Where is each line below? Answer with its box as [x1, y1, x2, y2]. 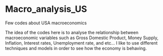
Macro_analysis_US [5, 3, 87, 15]
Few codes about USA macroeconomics [5, 20, 87, 26]
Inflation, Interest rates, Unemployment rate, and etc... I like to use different [5, 40, 158, 46]
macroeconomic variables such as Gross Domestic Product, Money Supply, [5, 35, 159, 41]
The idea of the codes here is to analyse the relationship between [5, 29, 139, 35]
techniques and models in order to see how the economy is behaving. [5, 45, 147, 51]
